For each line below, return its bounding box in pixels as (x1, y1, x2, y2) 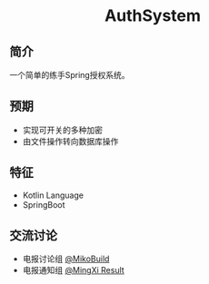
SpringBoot (22, 199, 65, 210)
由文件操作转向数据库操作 (22, 135, 119, 146)
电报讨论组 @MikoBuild (22, 253, 110, 264)
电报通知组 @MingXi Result (22, 265, 124, 276)
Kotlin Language (22, 190, 85, 201)
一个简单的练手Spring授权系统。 (9, 70, 130, 80)
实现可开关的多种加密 (22, 124, 103, 135)
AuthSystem (104, 5, 202, 26)
